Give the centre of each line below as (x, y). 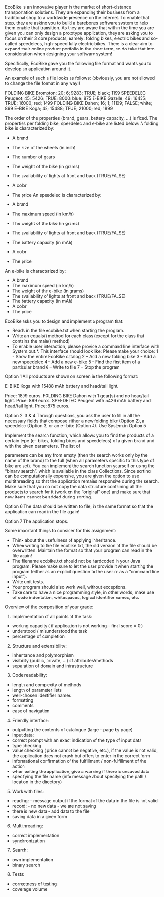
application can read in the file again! (42, 511)
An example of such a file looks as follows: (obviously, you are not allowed (80, 78)
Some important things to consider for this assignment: (60, 531)
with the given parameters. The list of (43, 446)
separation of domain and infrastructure (52, 666)
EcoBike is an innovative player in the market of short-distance (68, 7)
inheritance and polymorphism (43, 655)
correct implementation (36, 835)
